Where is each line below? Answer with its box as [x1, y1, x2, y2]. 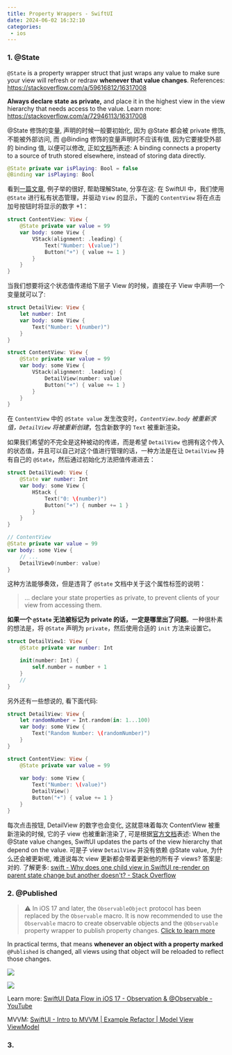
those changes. [7, 955, 52, 963]
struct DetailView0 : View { [7, 469, 89, 476]
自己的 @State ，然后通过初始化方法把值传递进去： [13, 455, 156, 464]
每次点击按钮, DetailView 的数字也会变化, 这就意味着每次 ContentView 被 [7, 821, 215, 829]
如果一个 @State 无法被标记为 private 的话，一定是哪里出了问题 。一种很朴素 [7, 615, 224, 624]
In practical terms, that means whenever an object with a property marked [7, 939, 224, 948]
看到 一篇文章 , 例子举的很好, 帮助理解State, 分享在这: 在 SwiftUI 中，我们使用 [7, 185, 224, 193]
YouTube [7, 1001, 33, 1010]
